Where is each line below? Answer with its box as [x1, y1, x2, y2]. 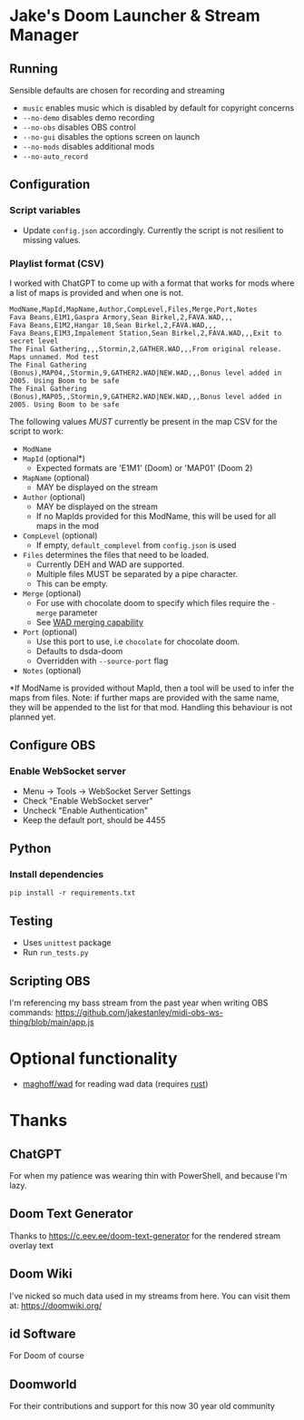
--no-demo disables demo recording [22, 113, 155, 122]
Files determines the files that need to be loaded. [22, 549, 210, 560]
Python [9, 841, 52, 857]
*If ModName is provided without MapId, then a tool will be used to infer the [9, 682, 295, 693]
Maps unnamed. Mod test [9, 352, 100, 361]
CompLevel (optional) [22, 530, 98, 541]
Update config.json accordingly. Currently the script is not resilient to [22, 224, 284, 236]
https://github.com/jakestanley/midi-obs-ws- [55, 1006, 224, 1017]
